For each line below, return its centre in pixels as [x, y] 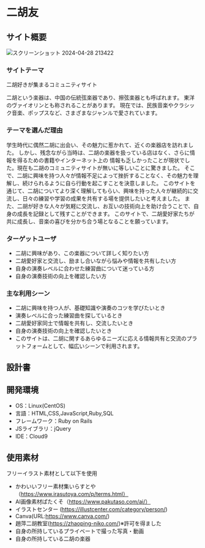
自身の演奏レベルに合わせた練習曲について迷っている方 [85, 268]
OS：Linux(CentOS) [40, 406]
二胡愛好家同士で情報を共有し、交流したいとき [74, 323]
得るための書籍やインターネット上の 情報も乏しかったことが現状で [101, 160]
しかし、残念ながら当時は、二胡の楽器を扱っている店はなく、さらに [104, 152]
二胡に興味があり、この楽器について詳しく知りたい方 [82, 253]
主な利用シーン [28, 293]
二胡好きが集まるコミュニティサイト [52, 85]
